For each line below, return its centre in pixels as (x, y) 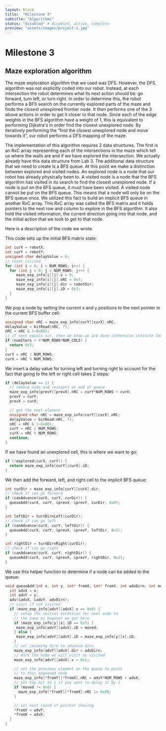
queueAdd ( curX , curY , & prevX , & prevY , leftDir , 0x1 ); (66, 530)
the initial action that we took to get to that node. (54, 219)
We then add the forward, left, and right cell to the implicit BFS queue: (76, 480)
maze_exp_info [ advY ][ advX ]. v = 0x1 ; (52, 660)
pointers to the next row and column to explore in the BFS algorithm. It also (81, 208)
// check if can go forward (34, 494)
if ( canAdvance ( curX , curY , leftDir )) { (47, 526)
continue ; (20, 438)
